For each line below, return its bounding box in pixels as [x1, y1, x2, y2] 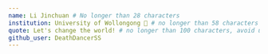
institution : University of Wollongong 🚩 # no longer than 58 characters [8, 19, 259, 27]
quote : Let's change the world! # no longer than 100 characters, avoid [8, 26, 255, 34]
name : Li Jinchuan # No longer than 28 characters [8, 11, 180, 20]
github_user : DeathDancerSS [8, 33, 102, 42]
